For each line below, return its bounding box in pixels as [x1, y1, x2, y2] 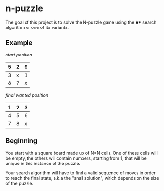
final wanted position [5, 92, 49, 98]
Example [5, 39, 33, 47]
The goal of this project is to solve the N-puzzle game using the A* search [5, 19, 157, 25]
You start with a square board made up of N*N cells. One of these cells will [5, 150, 158, 156]
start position [5, 52, 32, 57]
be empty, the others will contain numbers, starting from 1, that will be [5, 155, 147, 161]
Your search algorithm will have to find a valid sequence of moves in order [5, 170, 156, 176]
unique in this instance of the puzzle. [5, 160, 81, 166]
